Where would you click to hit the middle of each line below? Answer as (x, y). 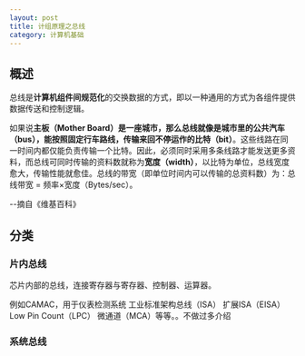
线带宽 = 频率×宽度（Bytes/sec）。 (74, 185)
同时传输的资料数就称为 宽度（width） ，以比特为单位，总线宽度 (173, 162)
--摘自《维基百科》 (45, 204)
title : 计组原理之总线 (48, 26)
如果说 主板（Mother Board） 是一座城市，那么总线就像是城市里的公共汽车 (148, 128)
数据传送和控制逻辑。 (49, 109)
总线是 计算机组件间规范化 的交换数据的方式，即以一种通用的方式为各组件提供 (152, 97)
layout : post (34, 18)
